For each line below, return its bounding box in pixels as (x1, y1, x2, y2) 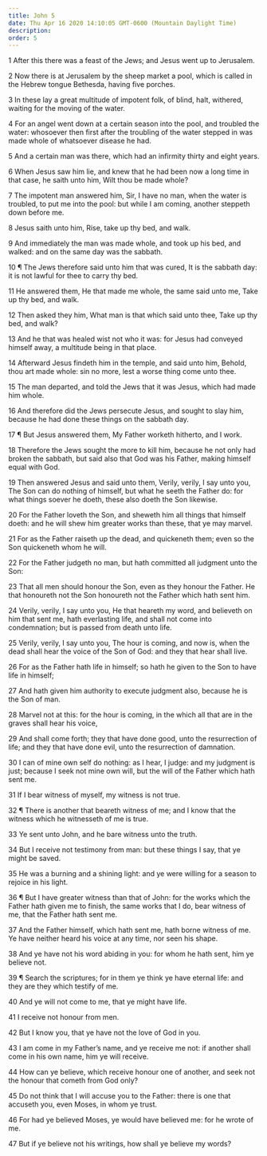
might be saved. (8, 854, 61, 863)
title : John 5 (8, 11, 56, 20)
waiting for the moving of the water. (8, 104, 126, 113)
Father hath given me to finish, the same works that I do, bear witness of (8, 902, 246, 911)
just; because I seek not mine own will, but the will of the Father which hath (8, 766, 255, 776)
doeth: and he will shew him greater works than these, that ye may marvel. (8, 519, 253, 529)
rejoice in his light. (8, 878, 69, 887)
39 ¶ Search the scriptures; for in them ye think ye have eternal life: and (8, 973, 244, 983)
